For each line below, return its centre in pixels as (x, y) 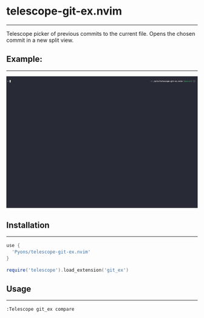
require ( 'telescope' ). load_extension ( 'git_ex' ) (68, 270)
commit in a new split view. (40, 40)
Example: (24, 59)
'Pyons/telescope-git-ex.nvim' (51, 252)
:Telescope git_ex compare (40, 310)
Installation (28, 225)
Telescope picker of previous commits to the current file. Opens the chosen (101, 33)
